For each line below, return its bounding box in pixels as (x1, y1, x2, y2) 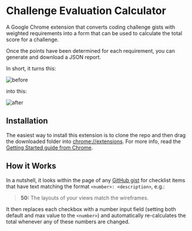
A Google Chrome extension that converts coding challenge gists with (6, 23, 175, 30)
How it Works (6, 161, 56, 171)
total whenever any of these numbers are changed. (6, 218, 130, 225)
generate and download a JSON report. (6, 53, 102, 60)
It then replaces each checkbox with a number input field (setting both (6, 205, 176, 212)
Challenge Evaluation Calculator (6, 4, 166, 18)
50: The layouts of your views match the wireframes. (20, 194, 149, 201)
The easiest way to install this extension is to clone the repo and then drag (6, 131, 186, 138)
